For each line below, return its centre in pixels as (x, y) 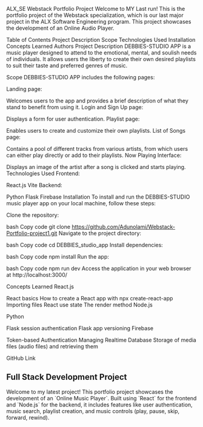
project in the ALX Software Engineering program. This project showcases (99, 22)
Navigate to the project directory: (100, 233)
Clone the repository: (33, 215)
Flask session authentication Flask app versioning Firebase (80, 328)
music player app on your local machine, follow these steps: (81, 203)
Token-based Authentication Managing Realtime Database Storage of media (101, 340)
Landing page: (24, 89)
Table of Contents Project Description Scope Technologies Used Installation (101, 40)
